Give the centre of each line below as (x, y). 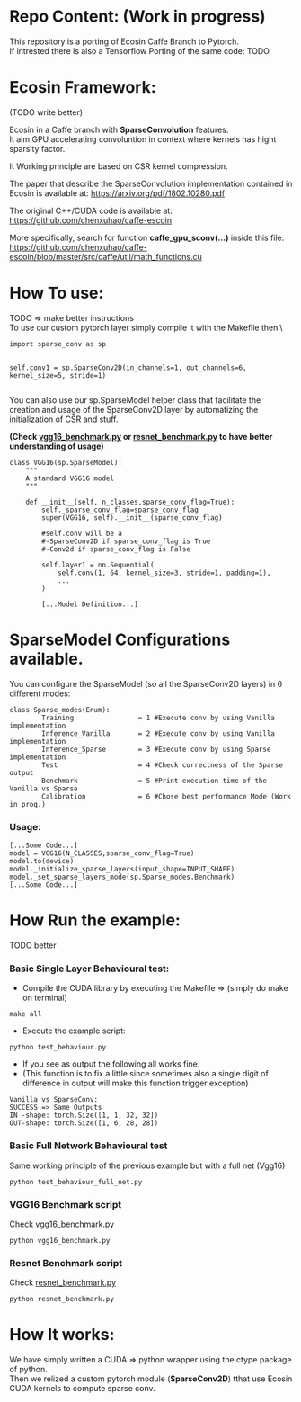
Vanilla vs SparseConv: (54, 1100)
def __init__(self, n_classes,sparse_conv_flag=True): (130, 502)
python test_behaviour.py (58, 1048)
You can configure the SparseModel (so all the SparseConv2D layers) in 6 (146, 683)
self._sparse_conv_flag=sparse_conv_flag (120, 510)
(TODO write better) (46, 112)
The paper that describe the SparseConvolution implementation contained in (151, 183)
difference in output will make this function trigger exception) (135, 1083)
